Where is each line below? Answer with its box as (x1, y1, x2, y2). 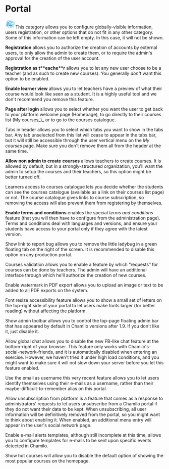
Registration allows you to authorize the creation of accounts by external (5, 44, 157, 51)
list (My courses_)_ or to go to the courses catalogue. (5, 117, 116, 123)
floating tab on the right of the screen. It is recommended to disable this (5, 246, 155, 252)
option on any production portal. (5, 251, 72, 258)
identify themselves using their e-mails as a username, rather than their (5, 380, 154, 386)
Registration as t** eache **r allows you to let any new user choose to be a (5, 65, 161, 71)
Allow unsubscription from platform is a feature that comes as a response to (5, 395, 163, 401)
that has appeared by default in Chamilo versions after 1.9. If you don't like (5, 323, 160, 329)
